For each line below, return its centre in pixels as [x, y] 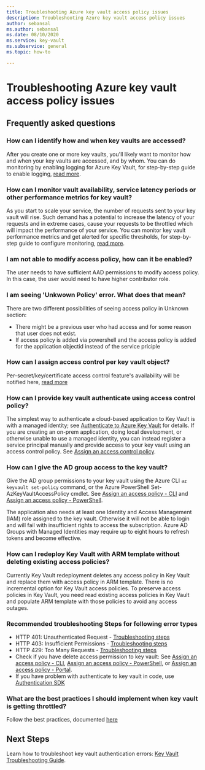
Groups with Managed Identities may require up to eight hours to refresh [98, 532]
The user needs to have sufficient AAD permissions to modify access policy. [103, 272]
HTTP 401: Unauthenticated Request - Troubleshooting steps [92, 637]
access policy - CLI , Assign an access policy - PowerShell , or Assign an [106, 663]
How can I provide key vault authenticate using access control [101, 398]
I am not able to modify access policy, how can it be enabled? [99, 259]
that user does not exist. [46, 333]
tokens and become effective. [44, 538]
